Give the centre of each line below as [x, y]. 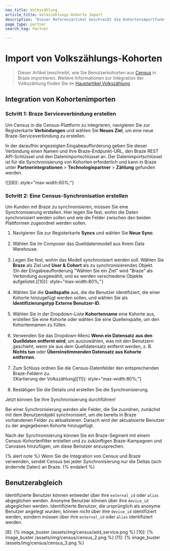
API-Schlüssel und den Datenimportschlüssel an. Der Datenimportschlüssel [84, 156]
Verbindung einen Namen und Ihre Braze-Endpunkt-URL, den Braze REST [82, 151]
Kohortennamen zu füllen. [39, 325]
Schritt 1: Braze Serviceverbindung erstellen [61, 114]
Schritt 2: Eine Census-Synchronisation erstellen [67, 195]
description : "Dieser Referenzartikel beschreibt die [63, 19]
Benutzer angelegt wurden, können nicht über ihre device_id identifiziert [81, 511]
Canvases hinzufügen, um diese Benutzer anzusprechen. [65, 446]
